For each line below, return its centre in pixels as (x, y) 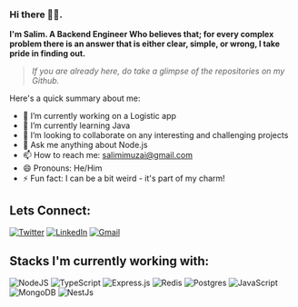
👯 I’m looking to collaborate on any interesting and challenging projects (155, 135)
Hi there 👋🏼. (36, 15)
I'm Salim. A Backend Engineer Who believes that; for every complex (142, 35)
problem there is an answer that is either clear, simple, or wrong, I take (144, 44)
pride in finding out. (48, 54)
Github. (45, 81)
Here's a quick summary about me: (75, 98)
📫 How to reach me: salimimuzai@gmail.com (108, 155)
